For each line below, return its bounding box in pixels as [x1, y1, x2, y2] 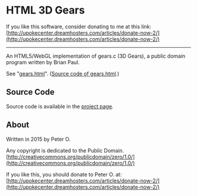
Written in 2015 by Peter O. [6, 135, 71, 142]
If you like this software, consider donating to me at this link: [6, 23, 151, 30]
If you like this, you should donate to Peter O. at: [6, 171, 122, 178]
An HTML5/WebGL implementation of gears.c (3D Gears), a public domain [6, 52, 186, 59]
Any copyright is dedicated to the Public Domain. [6, 147, 124, 154]
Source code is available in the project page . [6, 102, 114, 109]
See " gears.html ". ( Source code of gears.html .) [6, 70, 120, 77]
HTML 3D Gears [6, 4, 85, 17]
